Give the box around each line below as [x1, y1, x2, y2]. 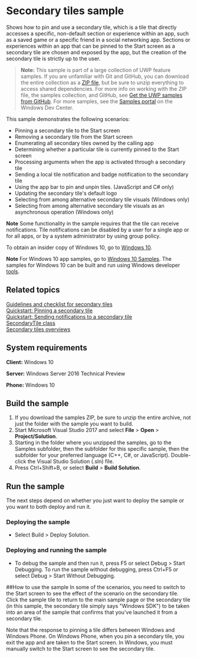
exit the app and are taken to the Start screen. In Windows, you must [6, 639, 173, 646]
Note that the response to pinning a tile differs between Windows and [6, 626, 175, 633]
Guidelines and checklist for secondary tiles [6, 300, 113, 307]
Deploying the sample [6, 518, 70, 526]
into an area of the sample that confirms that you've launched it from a [6, 608, 178, 616]
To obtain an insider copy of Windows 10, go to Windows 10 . [6, 244, 152, 251]
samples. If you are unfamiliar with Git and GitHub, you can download [20, 73, 189, 80]
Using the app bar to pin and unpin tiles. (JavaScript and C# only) [14, 183, 174, 190]
